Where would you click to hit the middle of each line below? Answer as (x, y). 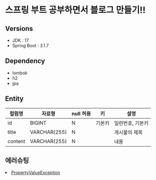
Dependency (25, 61)
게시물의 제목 (129, 132)
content (16, 141)
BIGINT (38, 122)
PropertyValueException (36, 173)
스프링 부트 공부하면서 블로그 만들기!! (75, 10)
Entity (14, 99)
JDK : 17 (20, 40)
